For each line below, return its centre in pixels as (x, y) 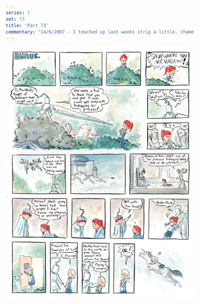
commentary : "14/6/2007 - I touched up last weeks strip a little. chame (100, 32)
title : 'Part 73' (27, 25)
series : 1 (18, 13)
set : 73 (15, 19)
